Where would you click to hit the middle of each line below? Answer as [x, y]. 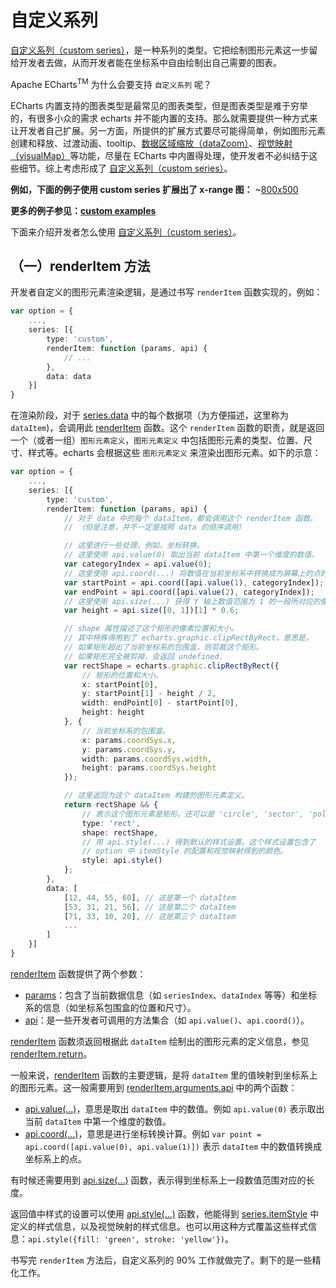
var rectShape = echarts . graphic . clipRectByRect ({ [171, 666]
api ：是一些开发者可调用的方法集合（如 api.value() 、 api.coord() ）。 [167, 1020]
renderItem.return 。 [51, 1053]
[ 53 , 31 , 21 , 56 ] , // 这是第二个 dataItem [150, 907]
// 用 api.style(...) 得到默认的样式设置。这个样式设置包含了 [199, 842]
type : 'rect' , [111, 823]
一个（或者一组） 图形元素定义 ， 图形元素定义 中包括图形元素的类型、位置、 [157, 440]
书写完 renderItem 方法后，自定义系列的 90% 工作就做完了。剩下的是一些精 [166, 1260]
